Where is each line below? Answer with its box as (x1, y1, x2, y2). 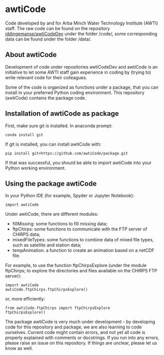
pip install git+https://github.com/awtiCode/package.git (5, 151, 128, 156)
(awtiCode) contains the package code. (5, 95, 86, 101)
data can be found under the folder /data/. (5, 36, 92, 42)
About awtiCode (5, 51, 57, 59)
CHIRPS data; (12, 231, 41, 237)
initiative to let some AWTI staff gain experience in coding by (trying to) (5, 69, 152, 75)
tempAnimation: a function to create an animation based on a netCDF (12, 247, 155, 253)
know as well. (5, 345, 33, 351)
